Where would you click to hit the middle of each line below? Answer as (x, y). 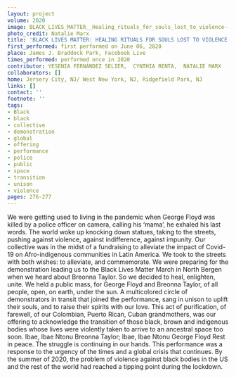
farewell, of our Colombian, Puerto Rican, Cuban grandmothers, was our (112, 315)
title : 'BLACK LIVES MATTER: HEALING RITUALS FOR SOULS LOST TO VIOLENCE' (119, 40)
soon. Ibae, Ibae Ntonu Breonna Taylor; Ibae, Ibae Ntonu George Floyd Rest (116, 337)
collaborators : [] (34, 73)
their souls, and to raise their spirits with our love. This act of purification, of (117, 307)
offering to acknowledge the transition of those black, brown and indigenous (118, 322)
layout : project (31, 14)
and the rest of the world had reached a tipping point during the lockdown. (115, 367)
